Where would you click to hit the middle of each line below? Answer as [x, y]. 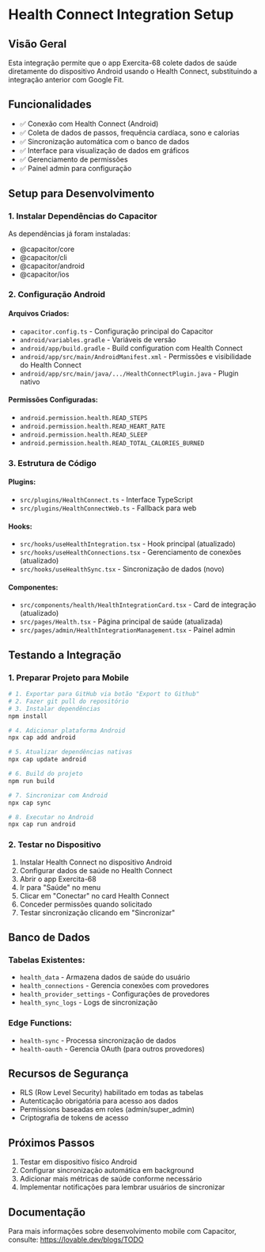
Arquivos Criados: [39, 314]
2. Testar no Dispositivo [55, 845]
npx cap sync [30, 803]
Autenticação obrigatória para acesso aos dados [99, 1101]
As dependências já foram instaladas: [69, 233]
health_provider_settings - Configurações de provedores [114, 994]
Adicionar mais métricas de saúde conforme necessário [111, 1179]
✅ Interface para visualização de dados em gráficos [104, 150]
